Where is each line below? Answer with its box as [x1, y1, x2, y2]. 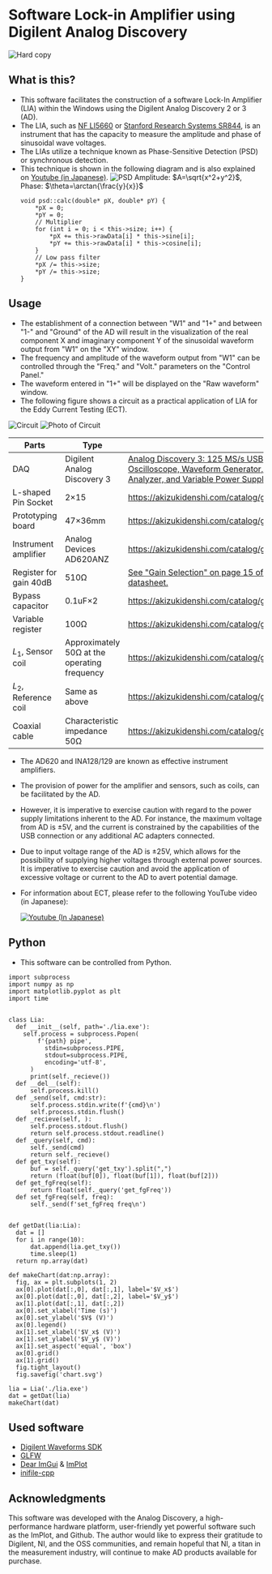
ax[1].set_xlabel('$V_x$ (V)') [15, 1327, 121, 1336]
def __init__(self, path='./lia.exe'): [15, 1023, 151, 1031]
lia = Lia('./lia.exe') [8, 1384, 89, 1392]
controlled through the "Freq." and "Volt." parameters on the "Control [19, 361, 251, 371]
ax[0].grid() [15, 1349, 60, 1357]
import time [8, 994, 49, 1002]
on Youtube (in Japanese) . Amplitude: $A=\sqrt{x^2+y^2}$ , [19, 172, 243, 182]
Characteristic [64, 715, 119, 727]
